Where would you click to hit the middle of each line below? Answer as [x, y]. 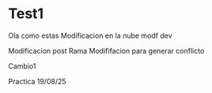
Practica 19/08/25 [37, 81]
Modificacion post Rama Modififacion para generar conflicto [106, 50]
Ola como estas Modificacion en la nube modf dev [90, 35]
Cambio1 [22, 66]
